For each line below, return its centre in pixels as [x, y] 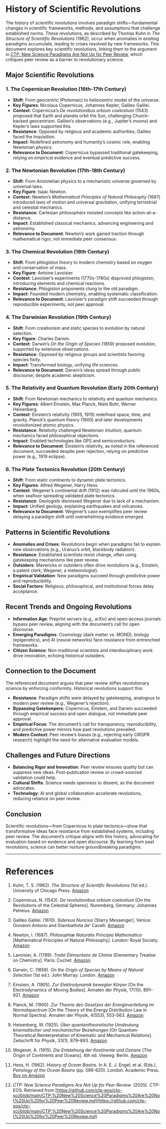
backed [20, 121]
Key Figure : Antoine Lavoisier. [43, 273]
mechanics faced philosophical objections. [56, 435]
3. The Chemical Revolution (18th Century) [58, 251]
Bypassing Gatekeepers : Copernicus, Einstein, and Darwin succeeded [85, 708]
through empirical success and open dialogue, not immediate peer [80, 713]
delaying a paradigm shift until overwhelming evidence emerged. [79, 517]
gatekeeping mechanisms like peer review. [56, 560]
